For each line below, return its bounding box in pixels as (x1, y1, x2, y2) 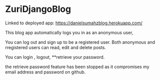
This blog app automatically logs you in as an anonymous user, (5, 29, 134, 35)
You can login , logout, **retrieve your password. (5, 54, 105, 60)
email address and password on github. (5, 69, 86, 75)
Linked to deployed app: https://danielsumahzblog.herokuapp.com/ (5, 20, 143, 26)
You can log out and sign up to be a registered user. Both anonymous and (5, 39, 155, 45)
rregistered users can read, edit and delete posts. (5, 44, 107, 50)
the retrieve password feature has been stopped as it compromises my (5, 64, 150, 70)
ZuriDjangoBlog (5, 3, 71, 15)
